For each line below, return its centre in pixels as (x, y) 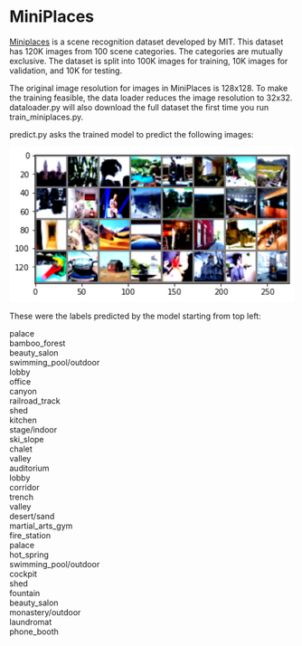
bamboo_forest (38, 343)
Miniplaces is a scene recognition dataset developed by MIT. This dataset (146, 42)
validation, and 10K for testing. (66, 71)
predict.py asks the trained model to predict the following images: (132, 134)
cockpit (24, 574)
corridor (24, 487)
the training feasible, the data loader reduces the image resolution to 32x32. (151, 98)
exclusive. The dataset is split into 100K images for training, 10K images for (149, 61)
